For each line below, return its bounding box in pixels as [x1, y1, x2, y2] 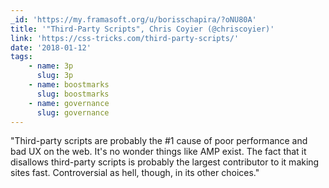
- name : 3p [28, 61, 74, 71]
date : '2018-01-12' [10, 42, 92, 53]
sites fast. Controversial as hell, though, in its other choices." [10, 167, 260, 179]
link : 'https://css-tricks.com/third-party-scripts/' [10, 33, 240, 43]
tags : [10, 52, 33, 62]
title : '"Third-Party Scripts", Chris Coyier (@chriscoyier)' [10, 24, 275, 34]
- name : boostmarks [28, 80, 110, 90]
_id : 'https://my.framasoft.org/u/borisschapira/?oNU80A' [10, 14, 257, 25]
